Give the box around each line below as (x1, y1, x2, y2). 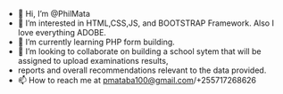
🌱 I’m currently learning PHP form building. (17, 36, 176, 47)
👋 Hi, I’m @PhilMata (17, 9, 91, 19)
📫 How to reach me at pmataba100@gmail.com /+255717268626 (17, 75, 257, 85)
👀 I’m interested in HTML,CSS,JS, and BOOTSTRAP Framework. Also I (17, 18, 275, 28)
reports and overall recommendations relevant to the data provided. (17, 65, 267, 75)
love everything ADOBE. (17, 27, 107, 37)
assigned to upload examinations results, (17, 56, 169, 66)
